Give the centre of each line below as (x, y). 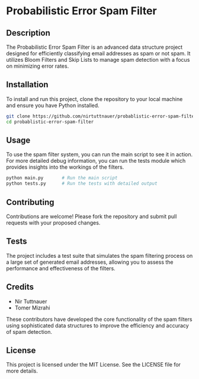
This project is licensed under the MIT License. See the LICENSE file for (94, 365)
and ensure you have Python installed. (53, 105)
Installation (27, 85)
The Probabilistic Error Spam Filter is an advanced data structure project (94, 47)
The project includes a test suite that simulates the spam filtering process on (99, 255)
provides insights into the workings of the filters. (65, 167)
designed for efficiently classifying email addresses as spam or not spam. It (98, 53)
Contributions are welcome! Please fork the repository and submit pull (92, 216)
